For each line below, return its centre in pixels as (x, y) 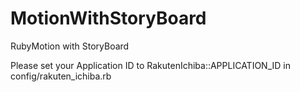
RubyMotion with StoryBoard (70, 46)
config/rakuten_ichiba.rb (61, 76)
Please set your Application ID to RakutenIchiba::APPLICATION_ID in (150, 65)
